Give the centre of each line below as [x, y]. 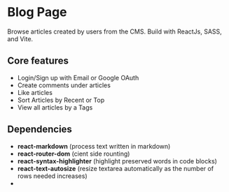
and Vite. [20, 38]
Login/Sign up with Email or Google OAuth [78, 77]
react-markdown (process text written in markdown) [94, 146]
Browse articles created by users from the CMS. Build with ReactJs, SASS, [114, 31]
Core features [38, 61]
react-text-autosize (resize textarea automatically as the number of [116, 168]
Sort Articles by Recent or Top [61, 100]
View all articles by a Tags [55, 107]
